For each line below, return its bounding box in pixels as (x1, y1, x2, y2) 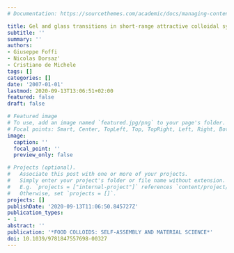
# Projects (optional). (7, 164, 77, 171)
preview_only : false (13, 152, 73, 158)
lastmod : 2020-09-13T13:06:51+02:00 (7, 88, 114, 95)
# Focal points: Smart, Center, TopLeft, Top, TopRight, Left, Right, (7, 126, 217, 133)
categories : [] (7, 74, 52, 81)
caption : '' (13, 138, 49, 146)
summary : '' (7, 35, 42, 42)
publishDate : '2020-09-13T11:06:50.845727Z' (7, 203, 139, 210)
